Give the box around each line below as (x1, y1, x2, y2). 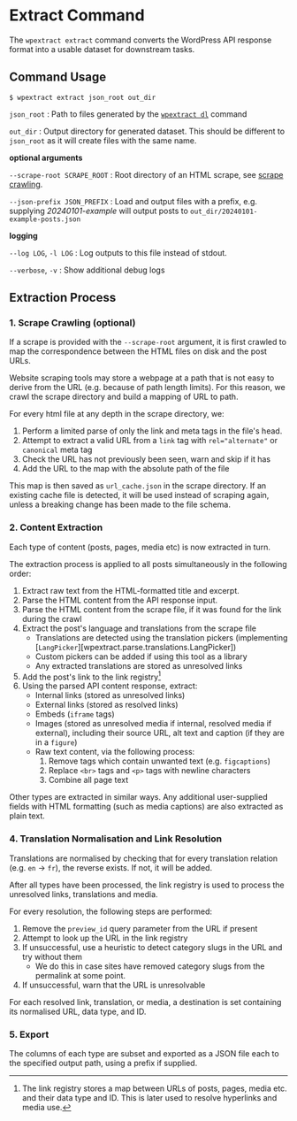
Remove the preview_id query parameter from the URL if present (21, 923, 258, 933)
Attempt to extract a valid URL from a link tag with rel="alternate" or (21, 435, 278, 446)
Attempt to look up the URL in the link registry (21, 933, 188, 943)
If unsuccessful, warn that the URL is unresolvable (21, 979, 206, 990)
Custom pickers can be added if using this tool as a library (34, 651, 247, 662)
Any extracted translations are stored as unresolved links (34, 660, 243, 671)
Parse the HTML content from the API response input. (21, 595, 218, 605)
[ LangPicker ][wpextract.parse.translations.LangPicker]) (34, 641, 237, 652)
